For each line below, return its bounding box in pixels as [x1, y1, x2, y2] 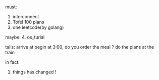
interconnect [12, 14, 39, 19]
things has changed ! [12, 69, 57, 75]
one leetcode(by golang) [12, 24, 64, 30]
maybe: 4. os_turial [5, 34, 45, 40]
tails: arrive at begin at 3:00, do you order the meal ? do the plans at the [5, 44, 154, 50]
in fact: [5, 59, 20, 65]
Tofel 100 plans [12, 19, 44, 25]
